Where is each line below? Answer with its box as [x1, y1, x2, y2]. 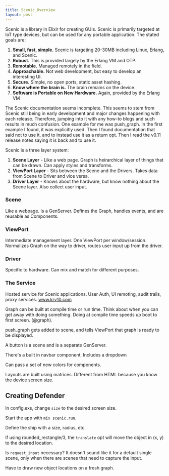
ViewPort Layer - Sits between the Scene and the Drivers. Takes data [12, 168, 158, 174]
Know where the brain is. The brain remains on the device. [12, 84, 136, 90]
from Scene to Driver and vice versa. [12, 173, 89, 179]
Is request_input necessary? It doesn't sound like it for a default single [5, 449, 152, 456]
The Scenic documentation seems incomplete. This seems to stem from [5, 105, 155, 111]
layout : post [5, 12, 33, 17]
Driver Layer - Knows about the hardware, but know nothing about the [12, 178, 159, 184]
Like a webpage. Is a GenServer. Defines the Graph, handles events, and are [5, 208, 164, 214]
